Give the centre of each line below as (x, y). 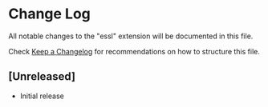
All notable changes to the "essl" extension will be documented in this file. (131, 36)
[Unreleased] (42, 77)
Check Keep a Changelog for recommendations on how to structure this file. (134, 51)
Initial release (42, 96)
